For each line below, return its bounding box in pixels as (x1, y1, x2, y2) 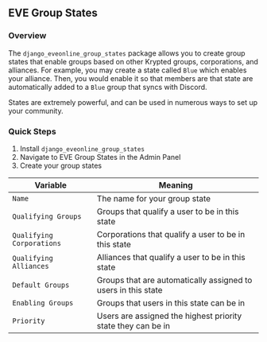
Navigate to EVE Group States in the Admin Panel (19, 152, 181, 161)
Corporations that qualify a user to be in (96, 228, 246, 239)
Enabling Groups (12, 298, 74, 307)
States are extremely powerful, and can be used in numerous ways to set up (8, 97, 258, 107)
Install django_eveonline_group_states (19, 143, 145, 154)
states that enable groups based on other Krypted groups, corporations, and (8, 56, 258, 66)
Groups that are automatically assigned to (96, 274, 253, 286)
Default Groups (12, 280, 70, 290)
